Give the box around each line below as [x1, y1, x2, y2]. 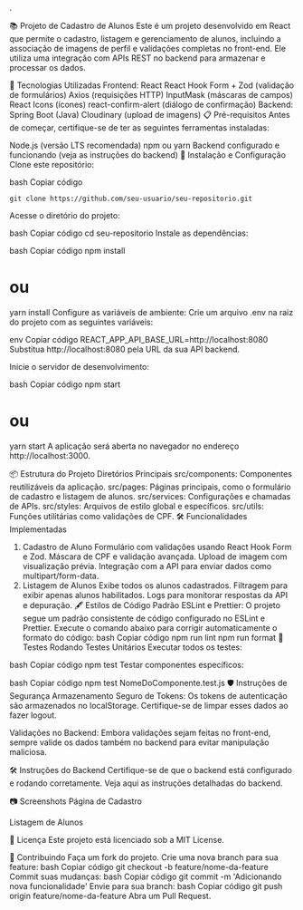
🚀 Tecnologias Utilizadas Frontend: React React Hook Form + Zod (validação [9, 80, 295, 91]
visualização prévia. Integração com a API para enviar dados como [22, 560, 272, 571]
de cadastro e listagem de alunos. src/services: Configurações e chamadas [9, 490, 291, 501]
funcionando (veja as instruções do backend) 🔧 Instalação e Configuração [9, 150, 287, 160]
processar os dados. [9, 63, 86, 73]
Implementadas [9, 524, 68, 535]
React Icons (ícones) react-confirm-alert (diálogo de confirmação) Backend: [9, 99, 294, 110]
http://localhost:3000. [9, 450, 90, 460]
